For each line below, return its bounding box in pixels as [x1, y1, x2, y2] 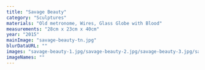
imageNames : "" [6, 54, 45, 60]
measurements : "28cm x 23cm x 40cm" [6, 26, 99, 32]
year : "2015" [6, 32, 40, 38]
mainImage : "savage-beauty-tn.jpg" [6, 37, 97, 43]
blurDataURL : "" [6, 43, 48, 49]
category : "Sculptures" [6, 15, 67, 21]
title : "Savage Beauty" [6, 9, 67, 15]
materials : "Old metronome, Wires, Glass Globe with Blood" [6, 20, 163, 26]
